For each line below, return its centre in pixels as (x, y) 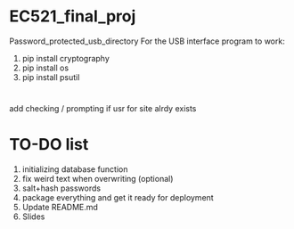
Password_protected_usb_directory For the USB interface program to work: (147, 41)
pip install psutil (51, 77)
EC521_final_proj (73, 16)
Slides (33, 217)
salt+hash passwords (61, 188)
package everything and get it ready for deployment (118, 198)
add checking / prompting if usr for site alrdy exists (103, 109)
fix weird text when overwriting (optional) (98, 179)
